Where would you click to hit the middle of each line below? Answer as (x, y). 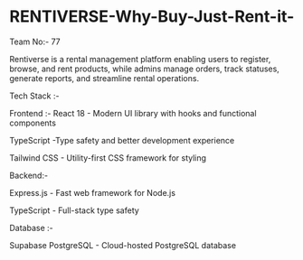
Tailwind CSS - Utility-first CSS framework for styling (108, 158)
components (33, 123)
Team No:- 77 (35, 42)
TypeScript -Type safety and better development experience (122, 140)
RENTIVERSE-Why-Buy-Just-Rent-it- (152, 17)
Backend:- (28, 175)
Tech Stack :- (34, 96)
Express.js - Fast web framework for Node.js (93, 192)
